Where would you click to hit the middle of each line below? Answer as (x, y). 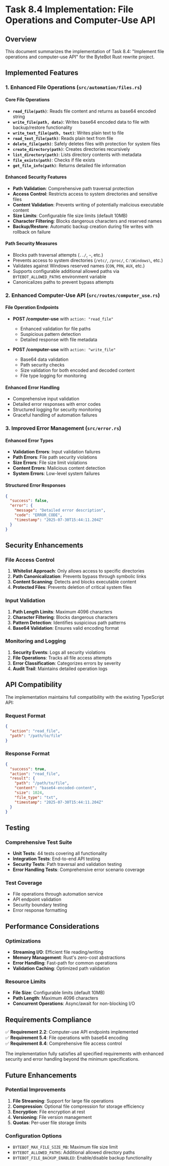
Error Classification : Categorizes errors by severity (67, 663)
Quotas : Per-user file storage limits (49, 1123)
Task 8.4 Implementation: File (69, 9)
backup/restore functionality (43, 127)
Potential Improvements (36, 1090)
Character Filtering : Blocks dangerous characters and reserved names (87, 221)
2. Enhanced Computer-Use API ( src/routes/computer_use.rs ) (83, 295)
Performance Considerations (52, 926)
